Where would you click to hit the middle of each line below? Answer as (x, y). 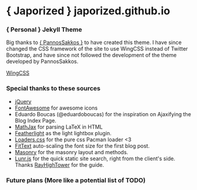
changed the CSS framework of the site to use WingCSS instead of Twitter (97, 49)
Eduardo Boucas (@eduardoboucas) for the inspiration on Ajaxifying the (103, 114)
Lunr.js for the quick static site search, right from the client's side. (95, 158)
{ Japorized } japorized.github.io (88, 11)
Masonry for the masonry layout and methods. (72, 152)
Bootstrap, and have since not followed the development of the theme (91, 55)
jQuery (23, 101)
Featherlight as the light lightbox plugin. (63, 133)
